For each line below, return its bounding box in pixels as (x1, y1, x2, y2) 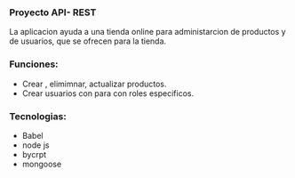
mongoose (21, 158, 62, 169)
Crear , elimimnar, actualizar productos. (21, 78, 167, 89)
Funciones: (9, 58, 60, 70)
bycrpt (21, 149, 47, 159)
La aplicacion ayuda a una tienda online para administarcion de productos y (9, 27, 286, 37)
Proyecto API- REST (9, 6, 97, 19)
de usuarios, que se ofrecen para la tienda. (9, 36, 167, 46)
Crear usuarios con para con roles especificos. (21, 87, 194, 99)
